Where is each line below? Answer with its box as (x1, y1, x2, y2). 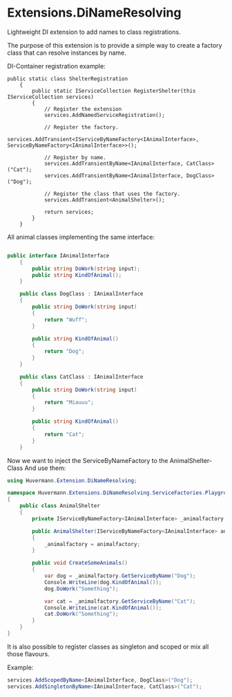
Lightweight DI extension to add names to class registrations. (7, 28, 181, 36)
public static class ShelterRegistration (7, 75, 128, 82)
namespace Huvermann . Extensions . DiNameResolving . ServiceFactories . (7, 489, 206, 496)
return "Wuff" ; (43, 316, 88, 323)
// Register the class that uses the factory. (43, 190, 181, 197)
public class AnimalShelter (19, 503, 100, 509)
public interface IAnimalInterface (7, 252, 110, 259)
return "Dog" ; (43, 348, 85, 355)
